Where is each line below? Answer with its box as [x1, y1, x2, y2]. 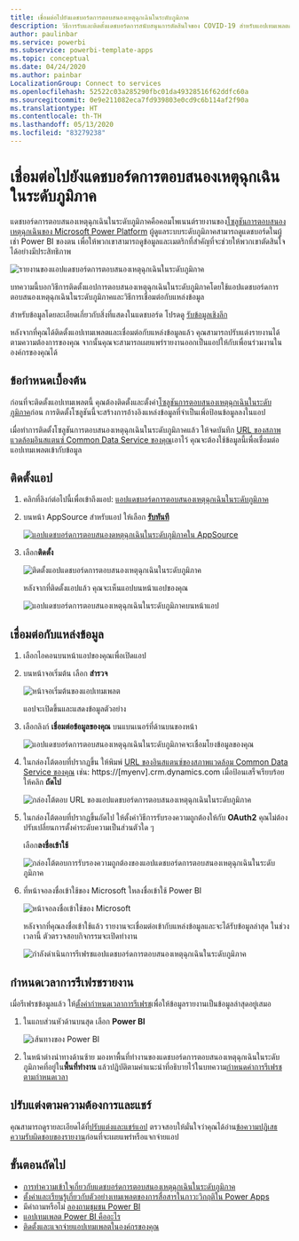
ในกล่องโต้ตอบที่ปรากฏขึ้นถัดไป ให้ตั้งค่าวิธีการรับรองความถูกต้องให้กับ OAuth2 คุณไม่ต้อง [22, 813, 288, 823]
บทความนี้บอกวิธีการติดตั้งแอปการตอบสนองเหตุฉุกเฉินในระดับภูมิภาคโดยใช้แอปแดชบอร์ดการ [10, 281, 279, 292]
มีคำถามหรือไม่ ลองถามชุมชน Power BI [22, 1201, 141, 1212]
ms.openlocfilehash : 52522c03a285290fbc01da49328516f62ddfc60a [10, 87, 249, 96]
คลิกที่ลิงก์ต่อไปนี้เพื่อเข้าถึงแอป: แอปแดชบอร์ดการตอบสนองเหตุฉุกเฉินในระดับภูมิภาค [22, 494, 269, 505]
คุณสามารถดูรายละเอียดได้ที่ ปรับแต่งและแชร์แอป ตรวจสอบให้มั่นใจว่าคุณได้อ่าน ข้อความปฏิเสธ [10, 1121, 278, 1132]
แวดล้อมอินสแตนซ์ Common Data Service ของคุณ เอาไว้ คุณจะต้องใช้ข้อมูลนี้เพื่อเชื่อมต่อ [10, 434, 280, 444]
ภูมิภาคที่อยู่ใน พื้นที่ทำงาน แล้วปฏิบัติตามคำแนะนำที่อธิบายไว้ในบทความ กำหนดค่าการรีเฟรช [22, 1062, 283, 1072]
